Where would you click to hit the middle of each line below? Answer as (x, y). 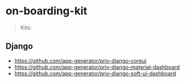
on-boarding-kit (46, 11)
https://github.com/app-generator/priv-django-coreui (80, 60)
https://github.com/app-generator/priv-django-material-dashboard (97, 67)
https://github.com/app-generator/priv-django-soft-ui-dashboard (95, 73)
